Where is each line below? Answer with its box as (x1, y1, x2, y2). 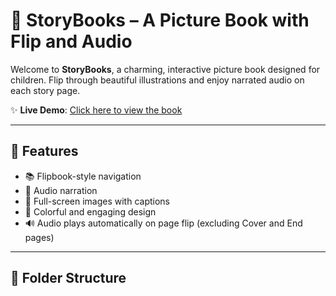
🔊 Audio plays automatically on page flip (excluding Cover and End (24, 217, 303, 229)
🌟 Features (10, 143, 79, 160)
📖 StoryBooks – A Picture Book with (10, 9, 310, 32)
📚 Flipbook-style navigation (24, 170, 142, 182)
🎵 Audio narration (24, 184, 98, 196)
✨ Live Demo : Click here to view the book (10, 104, 183, 116)
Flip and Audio (10, 30, 133, 53)
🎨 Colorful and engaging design (24, 205, 157, 218)
